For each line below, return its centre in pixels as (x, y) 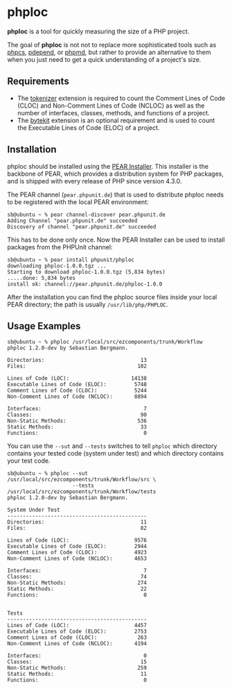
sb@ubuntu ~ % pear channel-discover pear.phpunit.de (87, 215)
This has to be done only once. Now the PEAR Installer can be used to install (116, 240)
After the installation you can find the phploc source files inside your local (112, 297)
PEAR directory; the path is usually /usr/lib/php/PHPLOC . (88, 304)
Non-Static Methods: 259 (77, 668)
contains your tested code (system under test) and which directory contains (115, 454)
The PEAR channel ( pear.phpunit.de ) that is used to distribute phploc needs (115, 194)
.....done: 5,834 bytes (42, 278)
